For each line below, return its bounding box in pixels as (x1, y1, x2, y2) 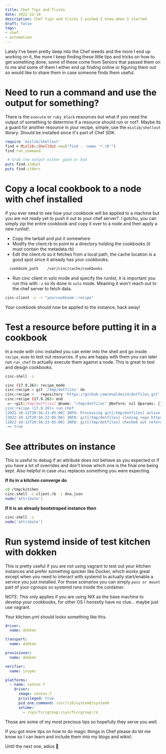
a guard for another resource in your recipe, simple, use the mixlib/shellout (5, 124, 161, 130)
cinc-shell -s (5, 374, 35, 379)
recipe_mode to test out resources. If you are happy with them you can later (5, 354, 158, 360)
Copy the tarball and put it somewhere (12, 236, 90, 241)
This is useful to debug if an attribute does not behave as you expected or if (5, 457, 160, 463)
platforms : (5, 677, 28, 683)
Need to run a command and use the (5, 87, 157, 98)
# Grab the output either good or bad (7, 157, 87, 162)
